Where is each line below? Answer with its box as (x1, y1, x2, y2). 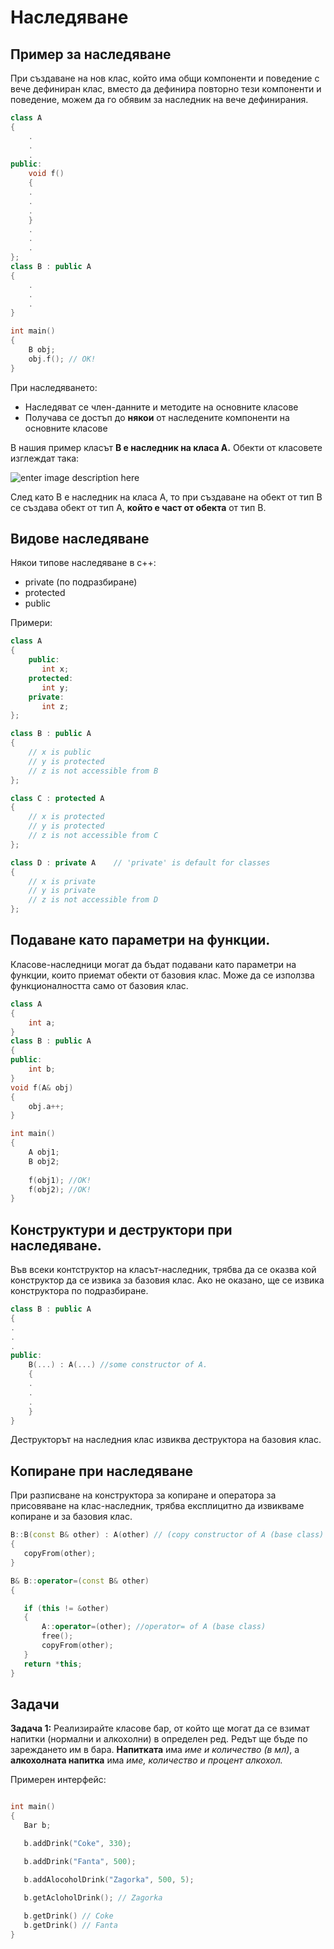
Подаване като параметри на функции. (10, 932, 271, 949)
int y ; (41, 682, 70, 693)
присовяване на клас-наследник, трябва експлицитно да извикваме (10, 1500, 305, 1512)
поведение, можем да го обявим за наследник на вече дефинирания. (10, 94, 309, 105)
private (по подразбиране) (24, 576, 138, 588)
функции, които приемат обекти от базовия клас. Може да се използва (10, 969, 315, 981)
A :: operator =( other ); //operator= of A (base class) (41, 1622, 267, 1632)
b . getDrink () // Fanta (23, 1921, 118, 1931)
